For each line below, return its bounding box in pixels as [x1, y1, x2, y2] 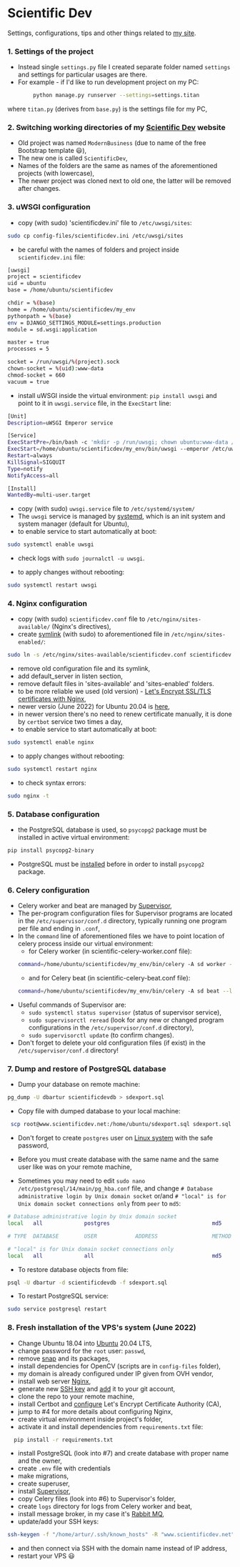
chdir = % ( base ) [7, 299, 56, 307]
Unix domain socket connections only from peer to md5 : [17, 1199, 181, 1208]
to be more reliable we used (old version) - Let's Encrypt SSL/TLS [17, 687, 211, 696]
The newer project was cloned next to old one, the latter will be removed [17, 176, 231, 185]
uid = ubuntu [7, 280, 46, 287]
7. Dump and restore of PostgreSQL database [7, 1064, 166, 1074]
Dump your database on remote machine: [17, 1080, 141, 1089]
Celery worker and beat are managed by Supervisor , [17, 902, 173, 910]
